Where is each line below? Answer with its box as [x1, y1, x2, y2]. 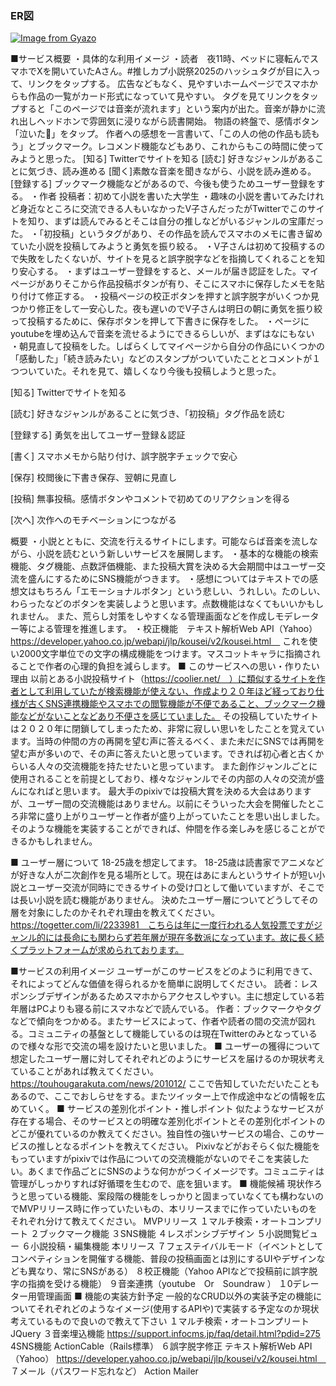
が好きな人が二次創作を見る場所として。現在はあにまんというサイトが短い [10, 869, 317, 881]
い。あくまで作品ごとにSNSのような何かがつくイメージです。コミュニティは [10, 1165, 325, 1177]
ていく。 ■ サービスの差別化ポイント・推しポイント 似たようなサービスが [18, 1103, 324, 1115]
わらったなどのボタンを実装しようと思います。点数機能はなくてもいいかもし [10, 598, 325, 610]
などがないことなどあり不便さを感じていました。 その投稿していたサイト [18, 710, 320, 722]
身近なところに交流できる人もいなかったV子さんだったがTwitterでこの [18, 203, 308, 215]
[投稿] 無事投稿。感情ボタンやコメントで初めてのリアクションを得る [10, 493, 291, 505]
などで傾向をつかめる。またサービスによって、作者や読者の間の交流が [10, 1015, 298, 1027]
